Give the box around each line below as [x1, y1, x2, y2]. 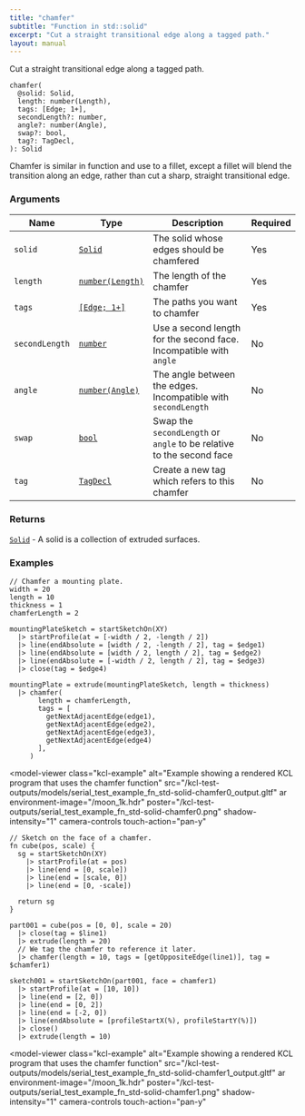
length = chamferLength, [37, 696, 132, 706]
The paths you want [152, 295, 238, 308]
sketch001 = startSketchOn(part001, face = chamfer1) [9, 977, 218, 986]
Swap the [152, 414, 193, 427]
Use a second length [152, 321, 241, 334]
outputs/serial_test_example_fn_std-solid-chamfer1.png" [9, 1087, 221, 1098]
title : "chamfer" [9, 13, 75, 23]
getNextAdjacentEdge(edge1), [45, 712, 156, 722]
